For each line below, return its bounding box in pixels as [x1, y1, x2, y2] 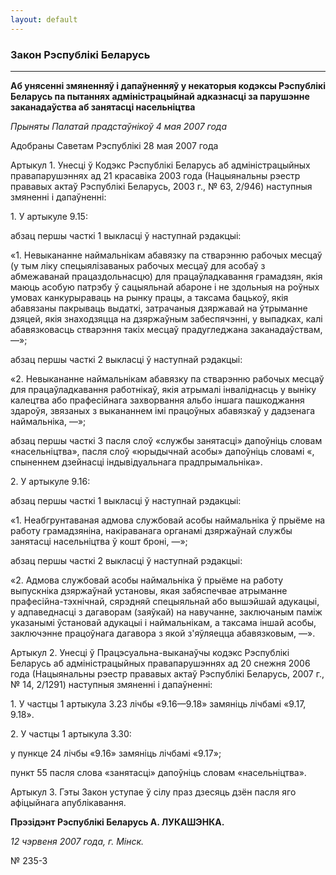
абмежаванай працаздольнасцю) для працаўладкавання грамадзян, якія [10, 270, 323, 282]
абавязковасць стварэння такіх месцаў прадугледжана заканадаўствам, [10, 323, 323, 335]
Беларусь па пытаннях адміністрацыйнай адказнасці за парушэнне [10, 90, 310, 102]
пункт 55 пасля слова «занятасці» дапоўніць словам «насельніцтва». [10, 766, 307, 778]
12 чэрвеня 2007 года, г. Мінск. [10, 835, 145, 847]
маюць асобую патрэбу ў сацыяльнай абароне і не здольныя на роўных [10, 281, 320, 293]
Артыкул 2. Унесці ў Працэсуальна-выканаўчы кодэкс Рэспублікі [10, 646, 290, 658]
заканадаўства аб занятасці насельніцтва [10, 101, 196, 113]
